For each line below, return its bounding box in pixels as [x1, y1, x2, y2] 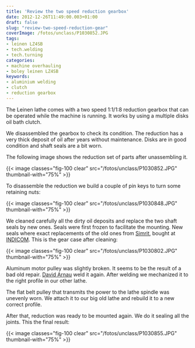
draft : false [6, 19, 38, 25]
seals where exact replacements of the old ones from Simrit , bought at [6, 229, 176, 236]
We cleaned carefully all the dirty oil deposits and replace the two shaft [6, 217, 177, 224]
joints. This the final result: [6, 318, 70, 325]
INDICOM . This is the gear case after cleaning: [6, 236, 118, 243]
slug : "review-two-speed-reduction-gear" [6, 25, 109, 31]
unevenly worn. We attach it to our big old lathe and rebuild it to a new [6, 294, 175, 301]
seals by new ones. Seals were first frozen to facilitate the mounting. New [6, 223, 183, 231]
